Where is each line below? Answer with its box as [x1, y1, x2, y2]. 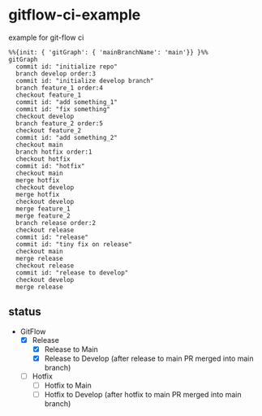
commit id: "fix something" [15, 105, 111, 113]
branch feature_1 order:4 [15, 84, 104, 92]
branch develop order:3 [15, 69, 96, 78]
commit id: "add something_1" [15, 97, 118, 106]
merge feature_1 [15, 205, 71, 213]
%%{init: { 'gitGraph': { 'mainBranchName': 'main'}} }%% [8, 48, 208, 56]
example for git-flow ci [8, 32, 84, 42]
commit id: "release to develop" [15, 268, 129, 277]
